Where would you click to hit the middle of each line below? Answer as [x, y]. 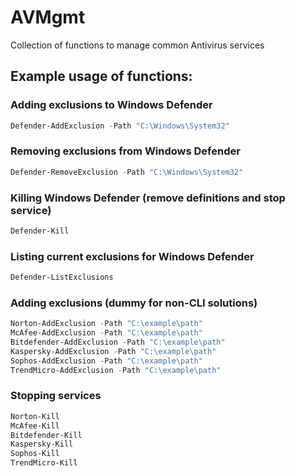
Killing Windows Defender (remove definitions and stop [148, 198]
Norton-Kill [35, 416]
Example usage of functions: [101, 76]
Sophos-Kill [35, 454]
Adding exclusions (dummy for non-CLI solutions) [134, 303]
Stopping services [56, 396]
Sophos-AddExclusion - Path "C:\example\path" [106, 361]
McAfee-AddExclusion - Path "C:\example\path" [106, 333]
